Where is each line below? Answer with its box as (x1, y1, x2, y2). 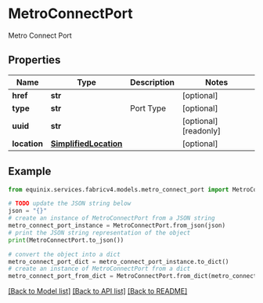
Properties (8, 53, 61, 67)
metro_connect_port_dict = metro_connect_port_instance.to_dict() (8, 257, 229, 265)
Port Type (130, 103, 167, 114)
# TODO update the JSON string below (8, 199, 131, 208)
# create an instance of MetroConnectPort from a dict (8, 265, 191, 273)
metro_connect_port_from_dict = (8, 272, 113, 280)
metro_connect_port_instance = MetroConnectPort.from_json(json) (8, 221, 225, 230)
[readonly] (182, 125, 222, 136)
